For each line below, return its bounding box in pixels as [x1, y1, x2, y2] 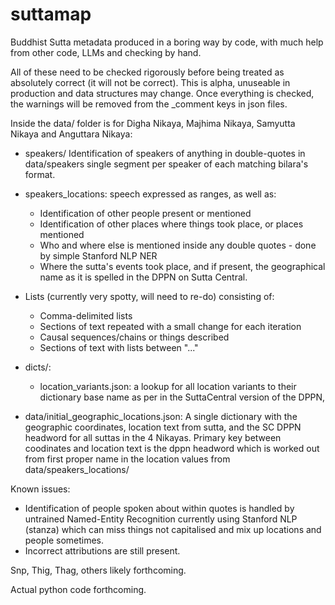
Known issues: [10, 483, 71, 495]
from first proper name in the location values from [24, 453, 231, 465]
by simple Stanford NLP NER [39, 249, 158, 262]
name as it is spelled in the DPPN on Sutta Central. [39, 271, 248, 283]
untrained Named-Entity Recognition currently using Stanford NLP [24, 513, 298, 525]
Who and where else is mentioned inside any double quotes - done [39, 239, 317, 251]
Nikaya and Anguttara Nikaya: [10, 128, 133, 140]
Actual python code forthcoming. [10, 583, 147, 595]
